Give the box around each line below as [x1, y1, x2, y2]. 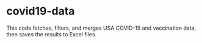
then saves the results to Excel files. [6, 30, 97, 38]
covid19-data [6, 4, 75, 18]
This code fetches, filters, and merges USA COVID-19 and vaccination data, [6, 24, 197, 31]
